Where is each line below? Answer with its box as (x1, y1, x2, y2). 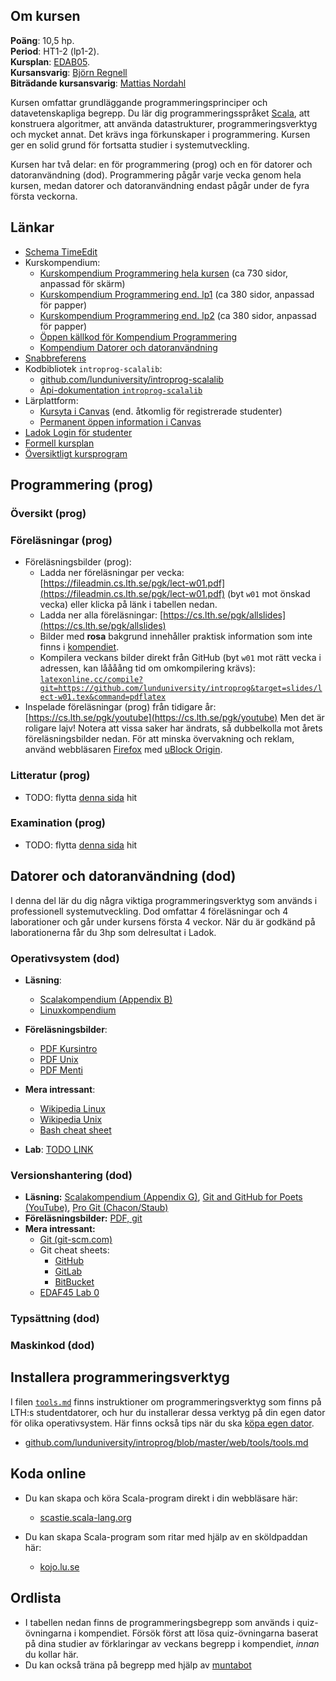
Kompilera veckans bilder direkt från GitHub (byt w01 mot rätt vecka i (39, 652, 322, 664)
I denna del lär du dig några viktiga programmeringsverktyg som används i (10, 894, 318, 906)
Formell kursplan (24, 437, 95, 449)
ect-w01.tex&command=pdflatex (39, 692, 167, 703)
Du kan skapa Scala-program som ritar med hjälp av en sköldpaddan (24, 1530, 308, 1543)
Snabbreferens (24, 352, 87, 364)
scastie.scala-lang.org (39, 1511, 132, 1523)
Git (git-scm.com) (39, 1234, 113, 1246)
